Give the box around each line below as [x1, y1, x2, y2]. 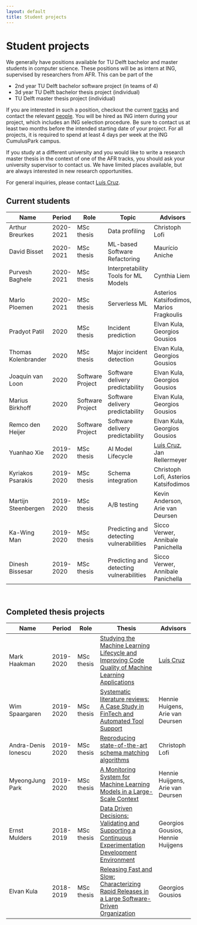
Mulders [9, 834, 32, 842]
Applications [100, 678, 135, 687]
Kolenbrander [9, 356, 47, 364]
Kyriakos [9, 469, 33, 477]
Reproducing [100, 734, 136, 742]
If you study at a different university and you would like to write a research [6, 149, 186, 156]
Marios [154, 303, 173, 312]
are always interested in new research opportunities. [6, 168, 133, 175]
